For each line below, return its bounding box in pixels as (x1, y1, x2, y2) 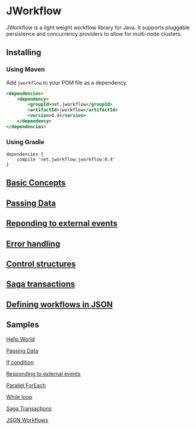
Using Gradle (6, 138, 45, 146)
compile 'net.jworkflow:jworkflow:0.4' (17, 157, 116, 163)
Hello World (6, 335, 35, 343)
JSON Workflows (6, 416, 49, 424)
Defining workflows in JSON (6, 299, 113, 309)
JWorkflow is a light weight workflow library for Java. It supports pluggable (6, 24, 190, 31)
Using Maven (6, 66, 45, 74)
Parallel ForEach (6, 381, 46, 388)
